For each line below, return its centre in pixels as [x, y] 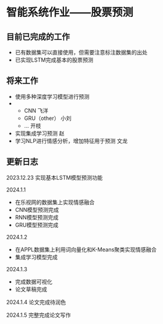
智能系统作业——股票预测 [70, 12]
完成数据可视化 [34, 282]
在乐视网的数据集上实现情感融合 [55, 202]
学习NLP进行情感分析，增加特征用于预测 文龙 [71, 141]
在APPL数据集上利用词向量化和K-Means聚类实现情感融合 [86, 250]
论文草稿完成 [31, 289]
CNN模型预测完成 [37, 210]
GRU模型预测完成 [37, 225]
